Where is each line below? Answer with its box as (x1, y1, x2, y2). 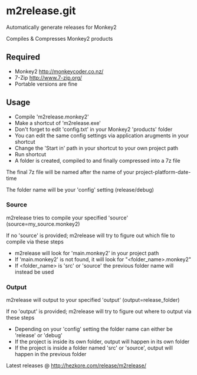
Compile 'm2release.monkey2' (14, 113, 90, 120)
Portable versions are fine (14, 80, 78, 87)
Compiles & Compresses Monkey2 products (6, 35, 113, 42)
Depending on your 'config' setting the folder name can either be (14, 325, 173, 333)
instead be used (14, 268, 54, 275)
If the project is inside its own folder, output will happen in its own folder (14, 338, 190, 346)
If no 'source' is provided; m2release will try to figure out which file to (6, 232, 175, 239)
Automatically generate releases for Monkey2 (6, 24, 117, 31)
